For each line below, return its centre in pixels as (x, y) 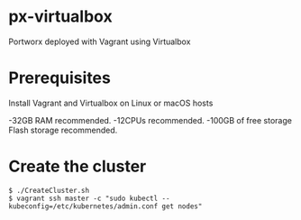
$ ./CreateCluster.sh (49, 190)
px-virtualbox (61, 17)
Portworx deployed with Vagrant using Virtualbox (100, 41)
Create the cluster (78, 166)
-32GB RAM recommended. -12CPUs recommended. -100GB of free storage (150, 120)
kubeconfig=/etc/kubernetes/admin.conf (83, 206)
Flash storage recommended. (63, 130)
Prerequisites (60, 78)
